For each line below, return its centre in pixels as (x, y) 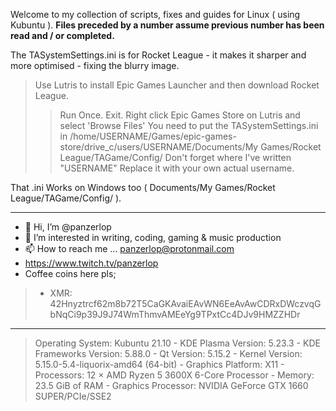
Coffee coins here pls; (70, 273)
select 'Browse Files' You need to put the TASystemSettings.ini (189, 125)
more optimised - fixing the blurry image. (95, 65)
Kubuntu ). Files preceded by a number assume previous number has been (167, 25)
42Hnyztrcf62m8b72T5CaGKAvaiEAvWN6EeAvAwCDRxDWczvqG (185, 303)
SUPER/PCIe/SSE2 (73, 396)
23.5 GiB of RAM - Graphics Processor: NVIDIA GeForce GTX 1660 (171, 385)
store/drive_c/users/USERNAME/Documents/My (159, 147)
